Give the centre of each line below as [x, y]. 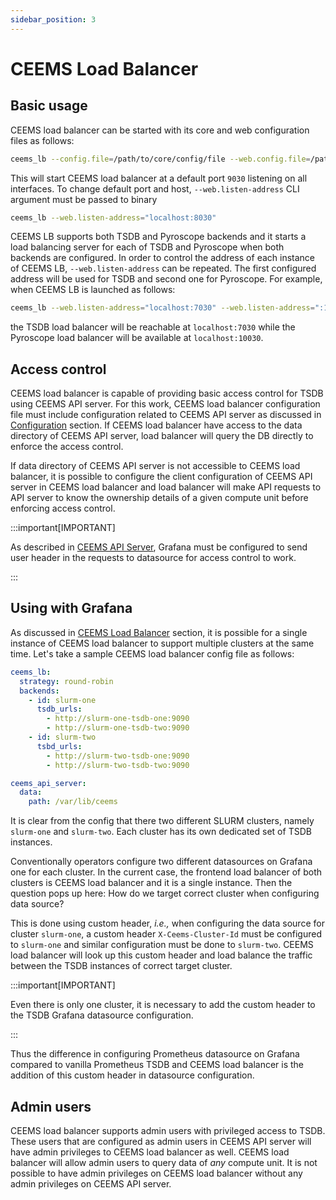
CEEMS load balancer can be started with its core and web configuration [160, 130]
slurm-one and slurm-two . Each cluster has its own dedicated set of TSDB [161, 832]
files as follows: [42, 140]
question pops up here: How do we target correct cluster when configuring [165, 893]
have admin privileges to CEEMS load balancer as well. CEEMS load [150, 1152]
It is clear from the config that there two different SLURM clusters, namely [162, 821]
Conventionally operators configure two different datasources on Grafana [161, 862]
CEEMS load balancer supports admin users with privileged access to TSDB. [168, 1130]
